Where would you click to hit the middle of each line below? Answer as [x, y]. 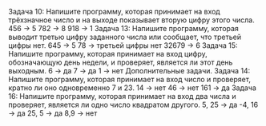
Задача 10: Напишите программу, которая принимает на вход [114, 12]
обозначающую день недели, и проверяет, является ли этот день [121, 62]
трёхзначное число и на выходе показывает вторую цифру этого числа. [131, 20]
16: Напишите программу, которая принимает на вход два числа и [122, 96]
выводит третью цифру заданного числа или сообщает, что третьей [125, 37]
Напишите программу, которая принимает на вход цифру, [108, 54]
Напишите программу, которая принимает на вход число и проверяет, [129, 79]
